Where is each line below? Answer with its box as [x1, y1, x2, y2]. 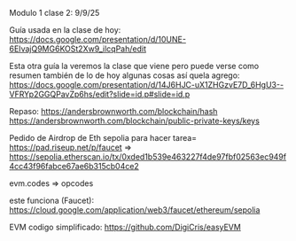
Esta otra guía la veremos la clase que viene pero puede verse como [9, 61, 260, 71]
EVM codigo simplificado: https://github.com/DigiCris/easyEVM [9, 222, 241, 232]
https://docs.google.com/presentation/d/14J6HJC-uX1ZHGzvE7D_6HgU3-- [9, 80, 284, 89]
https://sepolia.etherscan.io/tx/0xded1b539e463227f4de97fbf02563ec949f [9, 152, 286, 162]
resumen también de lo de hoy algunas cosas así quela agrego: [9, 70, 240, 81]
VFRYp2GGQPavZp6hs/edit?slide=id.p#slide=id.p [9, 89, 191, 99]
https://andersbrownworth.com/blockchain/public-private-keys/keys [9, 115, 260, 126]
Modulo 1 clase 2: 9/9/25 [9, 8, 100, 18]
